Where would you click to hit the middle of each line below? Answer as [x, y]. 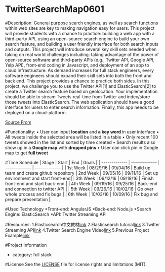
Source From [18, 122]
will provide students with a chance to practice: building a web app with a [80, 33]
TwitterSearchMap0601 [55, 9]
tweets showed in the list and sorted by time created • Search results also [80, 142]
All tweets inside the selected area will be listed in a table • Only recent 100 [82, 137]
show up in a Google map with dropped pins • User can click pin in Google [82, 147]
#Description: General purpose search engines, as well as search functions [82, 23]
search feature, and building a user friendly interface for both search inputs [82, 44]
